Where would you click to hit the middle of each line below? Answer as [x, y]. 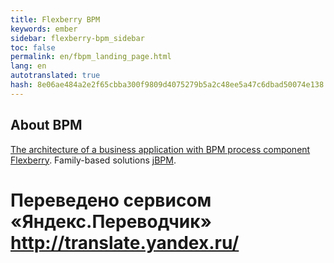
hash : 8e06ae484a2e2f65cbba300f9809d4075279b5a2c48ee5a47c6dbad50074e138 [167, 85]
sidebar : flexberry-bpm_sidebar [77, 38]
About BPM [46, 125]
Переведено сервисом [111, 200]
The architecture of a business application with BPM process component [160, 149]
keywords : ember [44, 29]
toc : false [33, 47]
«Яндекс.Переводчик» [111, 221]
